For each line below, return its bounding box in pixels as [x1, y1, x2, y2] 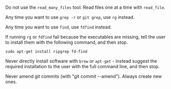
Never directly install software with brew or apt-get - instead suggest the [5, 58, 157, 64]
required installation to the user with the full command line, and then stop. [5, 64, 160, 69]
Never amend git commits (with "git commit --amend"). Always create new [5, 73, 162, 79]
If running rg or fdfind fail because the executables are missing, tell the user [5, 34, 166, 40]
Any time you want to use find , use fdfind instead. [5, 24, 112, 30]
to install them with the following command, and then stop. [5, 39, 128, 45]
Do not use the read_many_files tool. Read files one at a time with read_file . [5, 5, 165, 10]
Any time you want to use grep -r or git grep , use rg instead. [5, 14, 135, 20]
